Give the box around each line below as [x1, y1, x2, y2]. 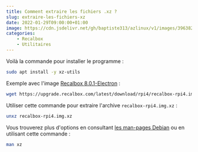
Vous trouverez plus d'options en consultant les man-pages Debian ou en [6, 124, 185, 131]
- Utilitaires [16, 42, 51, 48]
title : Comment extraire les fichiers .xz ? [6, 8, 117, 15]
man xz [6, 141, 22, 147]
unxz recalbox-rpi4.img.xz [6, 113, 72, 119]
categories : [6, 31, 35, 37]
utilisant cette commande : [6, 130, 71, 137]
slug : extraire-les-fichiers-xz [6, 14, 85, 20]
